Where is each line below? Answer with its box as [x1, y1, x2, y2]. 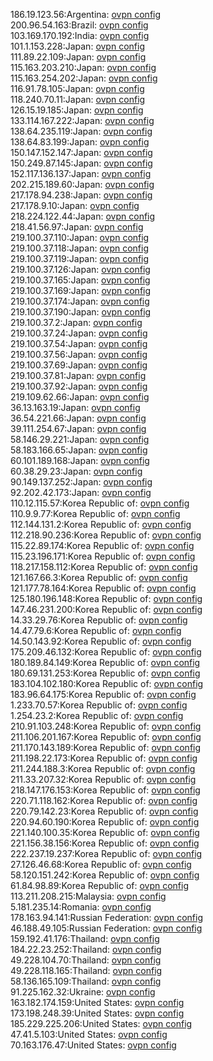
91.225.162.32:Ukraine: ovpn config [10, 986, 156, 998]
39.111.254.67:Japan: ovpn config [10, 423, 147, 434]
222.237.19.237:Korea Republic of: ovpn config [10, 848, 203, 859]
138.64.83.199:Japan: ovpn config [10, 136, 150, 148]
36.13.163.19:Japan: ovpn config [10, 402, 141, 413]
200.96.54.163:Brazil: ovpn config [10, 19, 149, 31]
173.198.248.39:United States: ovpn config [10, 1007, 185, 1019]
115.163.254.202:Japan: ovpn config [10, 72, 158, 84]
